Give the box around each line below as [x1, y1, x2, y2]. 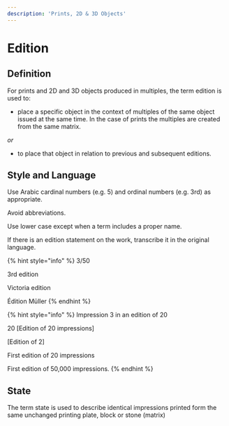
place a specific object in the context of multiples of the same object [17, 107, 215, 116]
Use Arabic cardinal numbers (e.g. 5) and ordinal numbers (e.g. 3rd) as [7, 188, 212, 196]
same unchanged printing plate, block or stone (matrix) [7, 411, 166, 419]
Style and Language [7, 169, 96, 181]
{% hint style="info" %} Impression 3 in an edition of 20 [7, 311, 168, 319]
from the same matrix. [17, 122, 82, 130]
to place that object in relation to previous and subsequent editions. [17, 149, 212, 158]
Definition [7, 68, 51, 80]
